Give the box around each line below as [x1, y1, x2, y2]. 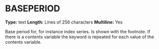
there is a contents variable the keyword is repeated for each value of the [5, 34, 155, 40]
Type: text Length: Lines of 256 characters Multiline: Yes [5, 19, 123, 25]
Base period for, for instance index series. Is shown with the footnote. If [5, 28, 151, 34]
